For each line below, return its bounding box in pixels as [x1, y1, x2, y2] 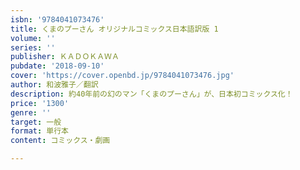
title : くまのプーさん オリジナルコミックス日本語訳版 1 [10, 24, 219, 34]
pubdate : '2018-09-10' [10, 61, 105, 71]
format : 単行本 [10, 126, 69, 136]
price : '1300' [10, 98, 70, 108]
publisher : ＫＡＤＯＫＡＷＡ [10, 52, 120, 62]
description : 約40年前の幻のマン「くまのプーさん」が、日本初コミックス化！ [10, 89, 293, 99]
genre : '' [10, 107, 52, 118]
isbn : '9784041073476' [10, 14, 105, 25]
